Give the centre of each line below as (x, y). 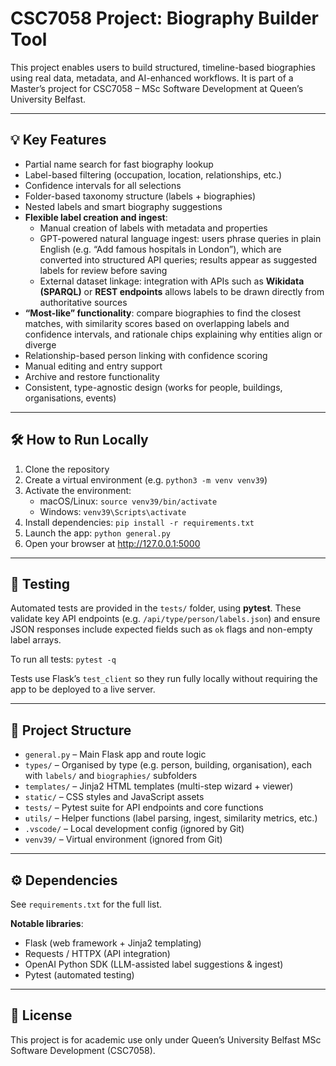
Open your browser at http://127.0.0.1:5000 (112, 543)
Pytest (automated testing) (79, 975)
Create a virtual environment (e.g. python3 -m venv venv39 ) (146, 479)
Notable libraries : (47, 923)
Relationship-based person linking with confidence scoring (146, 355)
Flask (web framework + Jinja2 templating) (113, 943)
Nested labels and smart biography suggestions (123, 206)
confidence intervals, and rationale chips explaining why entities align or (173, 334)
